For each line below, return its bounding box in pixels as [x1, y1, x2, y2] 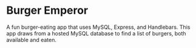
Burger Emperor [6, 4, 89, 17]
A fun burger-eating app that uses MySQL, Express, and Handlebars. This [6, 23, 191, 31]
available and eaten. [6, 36, 56, 43]
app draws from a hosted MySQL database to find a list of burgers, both [6, 29, 186, 37]
